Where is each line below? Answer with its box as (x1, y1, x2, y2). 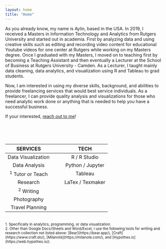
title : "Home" (5, 12, 35, 17)
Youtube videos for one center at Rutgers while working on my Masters (5, 47, 151, 53)
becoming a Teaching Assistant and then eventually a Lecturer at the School (5, 57, 162, 63)
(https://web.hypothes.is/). (5, 239, 51, 245)
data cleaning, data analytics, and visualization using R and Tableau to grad (5, 67, 160, 73)
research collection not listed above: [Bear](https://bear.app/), (5, 231, 111, 236)
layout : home (5, 7, 32, 12)
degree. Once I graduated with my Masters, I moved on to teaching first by (5, 52, 158, 58)
